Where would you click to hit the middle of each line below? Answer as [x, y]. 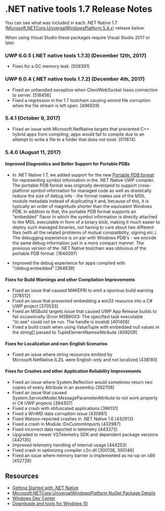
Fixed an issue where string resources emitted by [62, 355]
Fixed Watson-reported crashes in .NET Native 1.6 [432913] [73, 419]
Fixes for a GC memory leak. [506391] [51, 66]
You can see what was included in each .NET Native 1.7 [61, 23]
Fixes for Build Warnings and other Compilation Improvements [70, 279]
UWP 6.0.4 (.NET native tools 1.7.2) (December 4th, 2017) [75, 79]
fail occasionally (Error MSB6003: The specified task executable [78, 317]
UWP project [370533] [35, 306]
